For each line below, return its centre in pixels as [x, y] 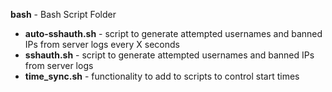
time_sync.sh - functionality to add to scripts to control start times [162, 76]
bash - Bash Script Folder [63, 14]
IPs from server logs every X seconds [102, 44]
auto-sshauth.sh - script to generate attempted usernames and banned [173, 33]
